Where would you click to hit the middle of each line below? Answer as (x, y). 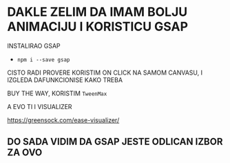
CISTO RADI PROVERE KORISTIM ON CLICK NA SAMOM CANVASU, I (105, 73)
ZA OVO (25, 153)
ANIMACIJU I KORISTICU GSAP (97, 27)
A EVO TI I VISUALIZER (40, 106)
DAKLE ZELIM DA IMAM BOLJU (97, 12)
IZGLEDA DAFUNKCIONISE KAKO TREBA (65, 79)
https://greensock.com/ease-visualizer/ (63, 120)
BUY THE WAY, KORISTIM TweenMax (57, 93)
